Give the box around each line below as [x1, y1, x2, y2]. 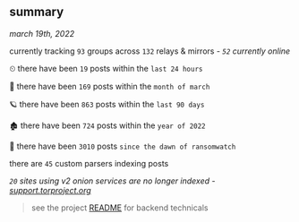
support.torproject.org [9, 184, 91, 195]
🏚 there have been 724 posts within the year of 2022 [9, 120, 206, 131]
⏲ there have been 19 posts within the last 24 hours [9, 63, 203, 73]
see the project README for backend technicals [30, 202, 209, 213]
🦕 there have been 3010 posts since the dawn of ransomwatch [9, 141, 236, 151]
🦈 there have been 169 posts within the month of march [9, 81, 210, 91]
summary [9, 4, 64, 20]
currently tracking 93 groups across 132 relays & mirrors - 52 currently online [9, 46, 291, 56]
